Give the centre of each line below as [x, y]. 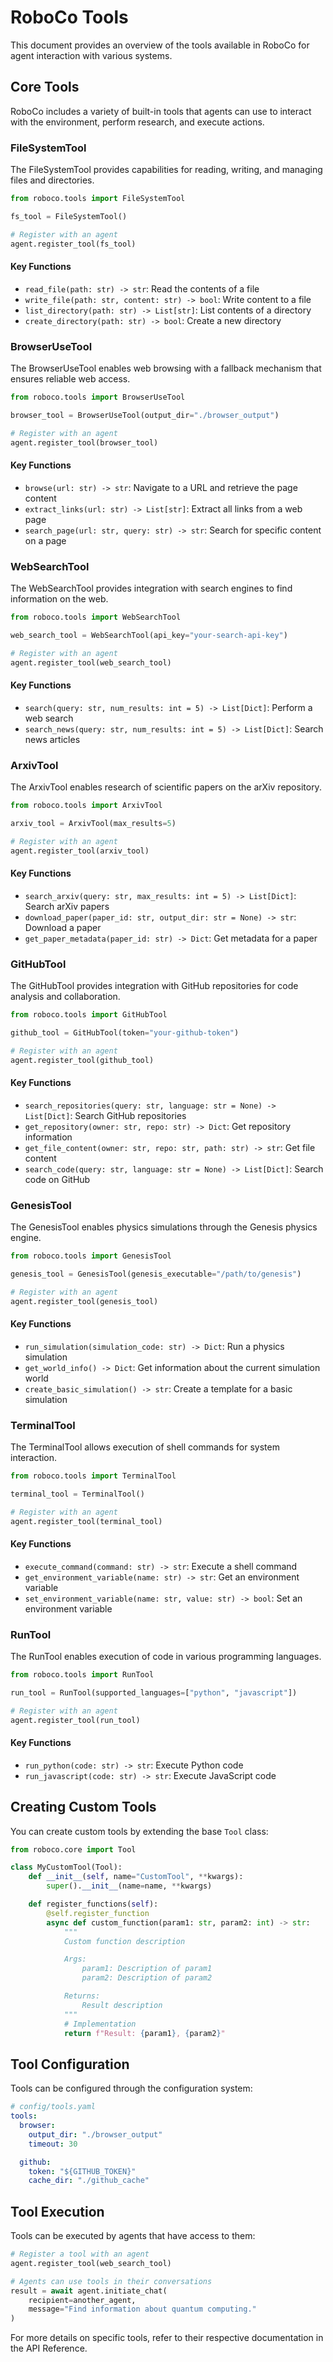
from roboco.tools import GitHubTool [89, 1015]
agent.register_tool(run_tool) [75, 1720]
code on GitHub [57, 1179]
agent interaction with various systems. [91, 55]
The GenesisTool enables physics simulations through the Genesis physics [164, 1227]
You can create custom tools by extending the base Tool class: [139, 1831]
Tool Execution [57, 2211]
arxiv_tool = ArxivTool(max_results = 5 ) [93, 823]
